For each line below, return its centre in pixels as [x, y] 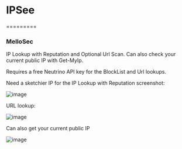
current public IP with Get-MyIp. [45, 60]
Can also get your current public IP [48, 129]
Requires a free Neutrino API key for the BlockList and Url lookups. [86, 72]
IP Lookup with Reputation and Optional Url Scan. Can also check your [91, 54]
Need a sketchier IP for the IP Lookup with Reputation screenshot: [85, 83]
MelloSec [20, 41]
